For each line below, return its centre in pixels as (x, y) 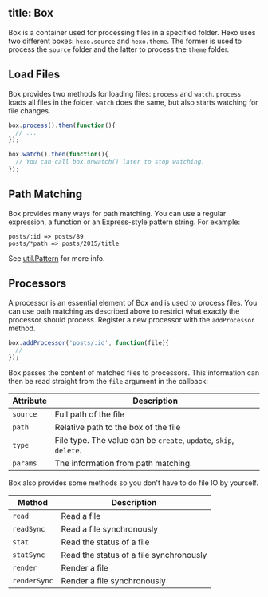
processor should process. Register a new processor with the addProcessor (132, 319)
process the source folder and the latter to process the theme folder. (119, 49)
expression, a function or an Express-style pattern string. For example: (124, 222)
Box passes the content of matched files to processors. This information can (134, 373)
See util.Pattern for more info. (57, 258)
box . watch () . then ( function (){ (59, 155)
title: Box (31, 13)
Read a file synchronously (109, 529)
